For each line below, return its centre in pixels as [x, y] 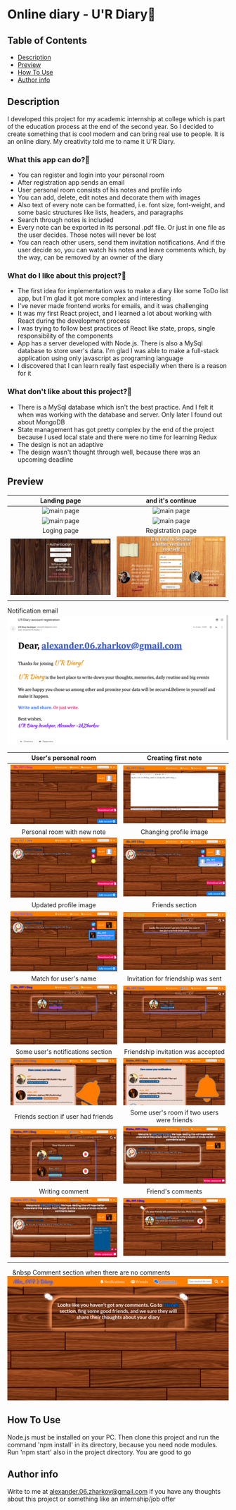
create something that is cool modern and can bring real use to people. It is [116, 134]
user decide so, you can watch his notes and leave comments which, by [122, 250]
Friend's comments [174, 1191]
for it [24, 374]
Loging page [61, 530]
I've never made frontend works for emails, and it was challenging [113, 306]
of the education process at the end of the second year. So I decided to [111, 126]
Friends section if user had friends [64, 1116]
